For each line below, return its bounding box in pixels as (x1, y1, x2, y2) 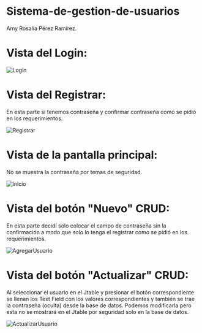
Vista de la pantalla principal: (6, 148, 158, 162)
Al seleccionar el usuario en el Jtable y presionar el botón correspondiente (6, 288, 195, 296)
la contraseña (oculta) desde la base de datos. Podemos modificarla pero (6, 302, 192, 309)
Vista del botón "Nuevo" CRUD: (6, 201, 170, 215)
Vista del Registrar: (6, 88, 106, 102)
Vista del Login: (6, 46, 88, 60)
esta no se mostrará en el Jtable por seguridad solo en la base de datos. (6, 308, 189, 315)
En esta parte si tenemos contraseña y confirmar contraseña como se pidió (6, 108, 196, 115)
